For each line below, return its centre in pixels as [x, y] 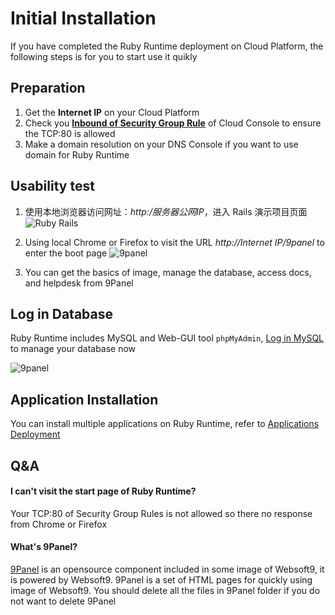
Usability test [52, 186]
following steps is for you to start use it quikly [104, 56]
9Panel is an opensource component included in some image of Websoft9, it [167, 569]
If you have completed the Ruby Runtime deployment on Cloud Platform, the [167, 46]
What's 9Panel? [44, 547]
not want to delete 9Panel [63, 601]
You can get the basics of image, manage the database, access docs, [168, 272]
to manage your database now [73, 349]
